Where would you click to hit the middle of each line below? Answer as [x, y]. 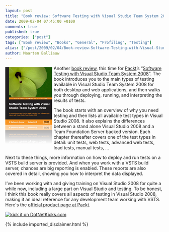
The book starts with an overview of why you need [106, 110]
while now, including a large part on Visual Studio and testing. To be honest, [84, 189]
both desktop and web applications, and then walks [107, 90]
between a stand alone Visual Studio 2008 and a [104, 126]
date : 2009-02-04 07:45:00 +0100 [40, 21]
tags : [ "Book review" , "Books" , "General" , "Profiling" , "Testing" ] [78, 43]
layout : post [19, 11]
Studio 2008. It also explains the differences [99, 121]
